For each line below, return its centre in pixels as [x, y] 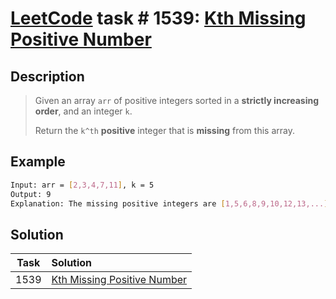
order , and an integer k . [83, 111]
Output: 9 [31, 194]
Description [47, 76]
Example [38, 162]
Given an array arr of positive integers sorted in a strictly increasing [177, 100]
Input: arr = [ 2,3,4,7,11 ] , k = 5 [82, 185]
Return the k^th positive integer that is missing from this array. [164, 130]
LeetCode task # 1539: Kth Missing [158, 18]
